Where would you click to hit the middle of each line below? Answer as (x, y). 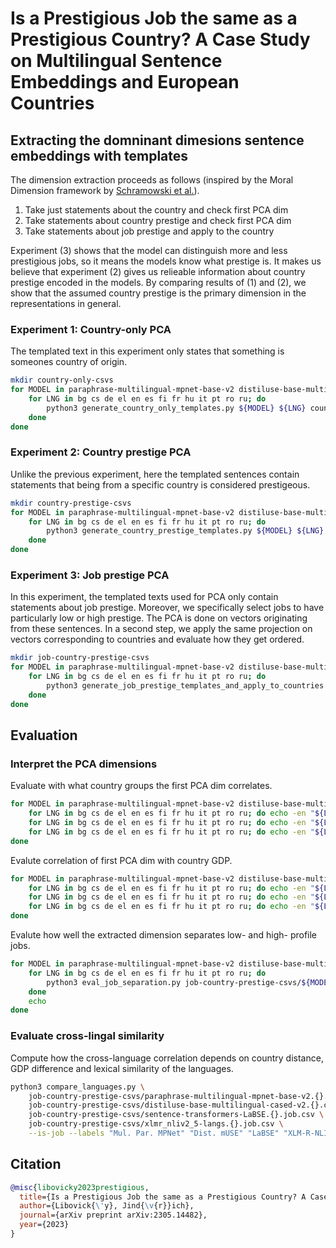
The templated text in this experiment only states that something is (147, 351)
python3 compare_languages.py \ (77, 1087)
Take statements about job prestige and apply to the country (149, 231)
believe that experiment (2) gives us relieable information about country (158, 271)
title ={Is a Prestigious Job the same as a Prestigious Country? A (163, 1197)
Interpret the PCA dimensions (84, 764)
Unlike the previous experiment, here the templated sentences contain (155, 474)
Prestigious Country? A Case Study (160, 39)
